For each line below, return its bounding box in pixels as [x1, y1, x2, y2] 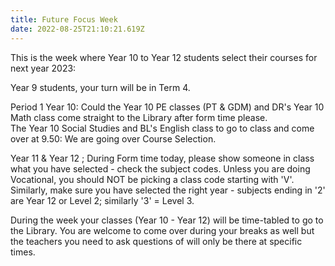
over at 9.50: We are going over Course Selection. [10, 132, 217, 145]
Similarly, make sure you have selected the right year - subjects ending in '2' [10, 184, 326, 196]
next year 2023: [10, 62, 77, 74]
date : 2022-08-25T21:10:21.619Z [10, 24, 145, 34]
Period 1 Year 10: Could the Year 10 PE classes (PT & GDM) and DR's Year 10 [10, 101, 325, 113]
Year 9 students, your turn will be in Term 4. [10, 81, 191, 93]
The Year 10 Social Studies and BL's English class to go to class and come [10, 122, 315, 134]
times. [10, 246, 36, 258]
